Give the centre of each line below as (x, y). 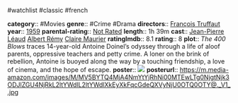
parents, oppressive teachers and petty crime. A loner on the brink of (108, 54)
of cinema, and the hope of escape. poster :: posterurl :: (93, 69)
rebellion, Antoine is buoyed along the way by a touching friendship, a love (116, 61)
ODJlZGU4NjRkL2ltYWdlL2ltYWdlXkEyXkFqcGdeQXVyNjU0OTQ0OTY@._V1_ (119, 85)
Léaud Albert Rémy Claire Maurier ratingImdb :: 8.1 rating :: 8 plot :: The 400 (117, 39)
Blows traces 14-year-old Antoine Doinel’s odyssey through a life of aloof (114, 46)
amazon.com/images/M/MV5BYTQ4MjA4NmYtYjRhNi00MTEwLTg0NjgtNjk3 (119, 77)
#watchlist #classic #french (48, 10)
